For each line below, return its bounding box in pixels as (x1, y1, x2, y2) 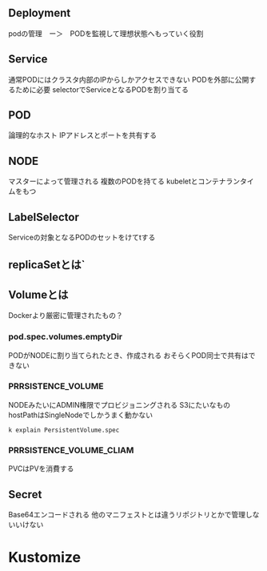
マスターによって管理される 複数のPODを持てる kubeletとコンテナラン (8, 176, 241, 187)
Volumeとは (8, 288, 69, 301)
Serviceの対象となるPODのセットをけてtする (8, 232, 156, 243)
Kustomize (8, 549, 82, 567)
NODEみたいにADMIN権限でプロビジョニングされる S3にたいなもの (8, 400, 231, 409)
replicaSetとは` (8, 258, 86, 271)
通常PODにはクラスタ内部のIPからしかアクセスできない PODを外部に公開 (8, 74, 249, 84)
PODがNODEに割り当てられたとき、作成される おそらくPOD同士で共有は (8, 350, 249, 360)
